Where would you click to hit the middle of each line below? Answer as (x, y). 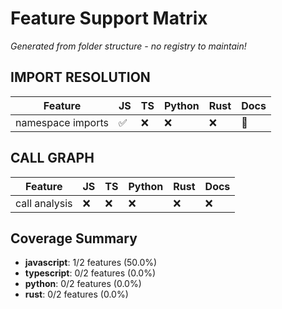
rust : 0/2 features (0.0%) (76, 294)
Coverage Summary (74, 238)
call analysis (44, 203)
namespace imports (62, 122)
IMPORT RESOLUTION (80, 77)
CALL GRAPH (52, 158)
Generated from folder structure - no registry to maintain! (128, 46)
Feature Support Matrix (109, 18)
